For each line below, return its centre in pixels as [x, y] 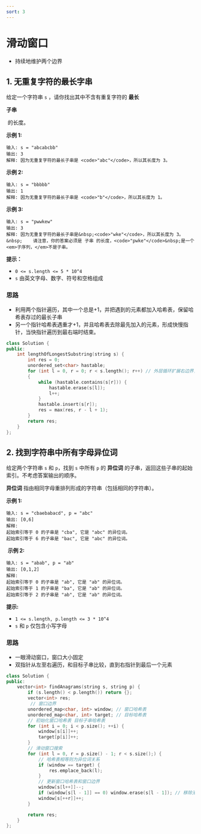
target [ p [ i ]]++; [58, 737]
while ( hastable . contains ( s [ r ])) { [83, 382]
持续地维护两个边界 [39, 61]
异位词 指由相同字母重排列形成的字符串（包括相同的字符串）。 [82, 488]
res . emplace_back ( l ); [76, 771]
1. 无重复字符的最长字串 [49, 81]
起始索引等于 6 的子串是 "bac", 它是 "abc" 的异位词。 [68, 539]
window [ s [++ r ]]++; [61, 798]
